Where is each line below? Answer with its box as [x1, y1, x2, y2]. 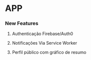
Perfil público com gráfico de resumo [12, 49, 87, 55]
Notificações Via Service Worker [12, 40, 77, 46]
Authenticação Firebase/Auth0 [12, 31, 74, 36]
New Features [5, 20, 39, 27]
